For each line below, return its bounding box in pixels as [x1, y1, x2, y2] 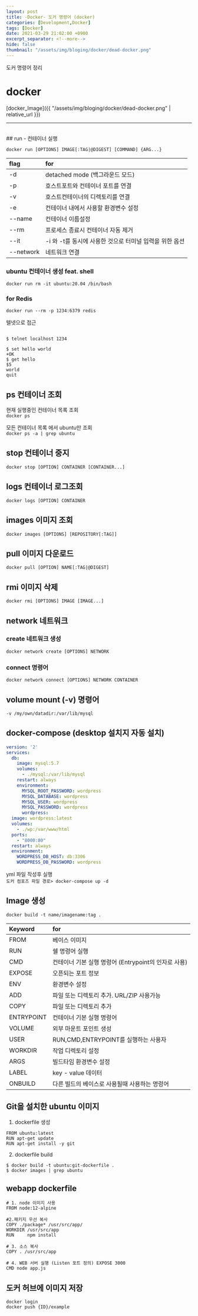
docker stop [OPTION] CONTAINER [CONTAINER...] [6, 464, 126, 470]
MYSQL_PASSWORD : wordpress [21, 804, 88, 810]
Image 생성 [6, 896, 46, 906]
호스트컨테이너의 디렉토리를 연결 [45, 192, 130, 201]
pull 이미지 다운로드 [6, 548, 74, 558]
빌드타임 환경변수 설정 [52, 1058, 110, 1066]
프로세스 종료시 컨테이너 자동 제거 [45, 225, 134, 234]
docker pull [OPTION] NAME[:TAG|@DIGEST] [6, 565, 110, 571]
